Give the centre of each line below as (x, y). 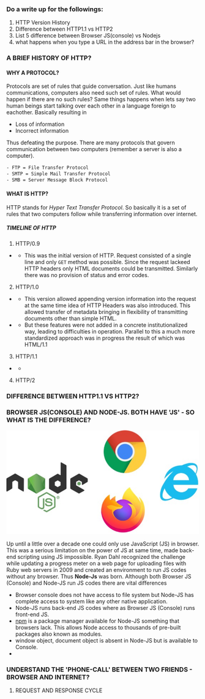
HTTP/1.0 (27, 287)
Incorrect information (42, 131)
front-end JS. (32, 614)
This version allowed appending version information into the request (110, 299)
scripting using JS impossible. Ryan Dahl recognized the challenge (101, 556)
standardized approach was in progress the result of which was (105, 338)
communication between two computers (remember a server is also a (94, 149)
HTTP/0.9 (28, 243)
